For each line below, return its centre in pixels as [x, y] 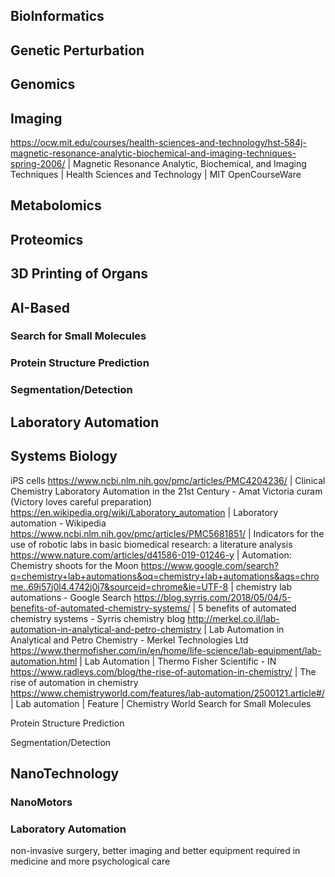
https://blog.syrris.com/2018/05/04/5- [212, 597]
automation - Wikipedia [58, 523]
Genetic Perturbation [77, 50]
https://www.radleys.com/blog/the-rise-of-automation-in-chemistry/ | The [163, 671]
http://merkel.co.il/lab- [233, 618]
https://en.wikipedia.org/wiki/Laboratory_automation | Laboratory [144, 512]
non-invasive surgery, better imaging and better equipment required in [155, 851]
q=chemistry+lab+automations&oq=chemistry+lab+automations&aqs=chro [165, 576]
